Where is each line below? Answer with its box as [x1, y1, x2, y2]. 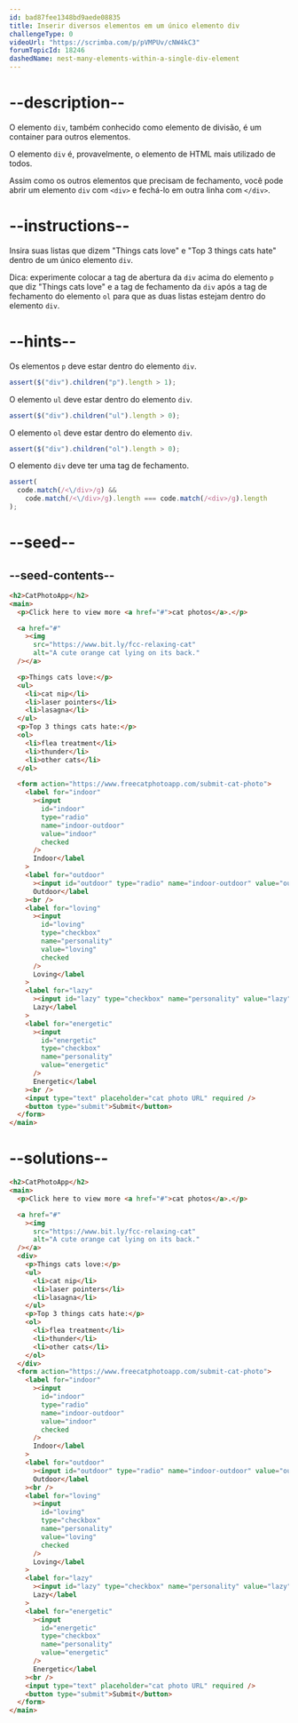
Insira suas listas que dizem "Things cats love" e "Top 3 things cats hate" [9, 245, 277, 256]
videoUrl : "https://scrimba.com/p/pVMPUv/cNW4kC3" [9, 37, 200, 47]
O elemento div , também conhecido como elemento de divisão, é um [9, 122, 262, 132]
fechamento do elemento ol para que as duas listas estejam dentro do [9, 291, 266, 301]
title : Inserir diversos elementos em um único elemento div [9, 21, 240, 30]
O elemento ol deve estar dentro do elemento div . [9, 427, 193, 438]
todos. [9, 157, 33, 169]
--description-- [9, 92, 126, 113]
